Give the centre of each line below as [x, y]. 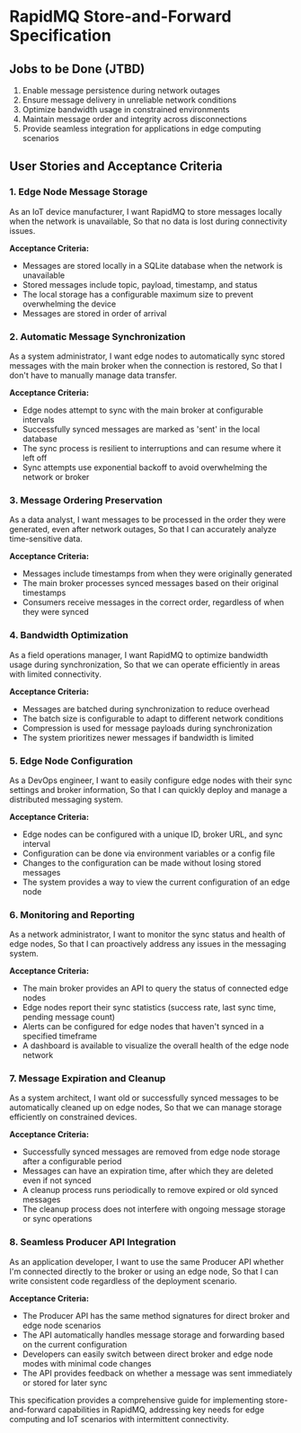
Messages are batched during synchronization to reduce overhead [146, 708]
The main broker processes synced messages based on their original [150, 583]
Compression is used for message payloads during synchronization [147, 728]
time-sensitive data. [46, 539]
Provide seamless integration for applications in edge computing [142, 129]
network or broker [56, 476]
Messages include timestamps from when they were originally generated [157, 574]
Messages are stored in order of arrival [94, 313]
